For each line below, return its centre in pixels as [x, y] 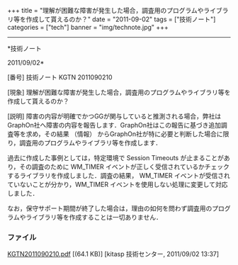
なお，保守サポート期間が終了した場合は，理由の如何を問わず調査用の [110, 208]
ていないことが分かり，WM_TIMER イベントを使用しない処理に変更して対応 [118, 184]
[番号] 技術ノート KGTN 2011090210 [60, 77]
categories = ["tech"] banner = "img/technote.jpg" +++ [88, 27]
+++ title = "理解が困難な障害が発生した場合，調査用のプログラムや [106, 10]
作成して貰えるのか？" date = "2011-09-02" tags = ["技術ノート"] [121, 19]
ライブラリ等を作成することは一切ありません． [94, 217]
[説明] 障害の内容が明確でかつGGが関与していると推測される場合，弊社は [114, 116]
